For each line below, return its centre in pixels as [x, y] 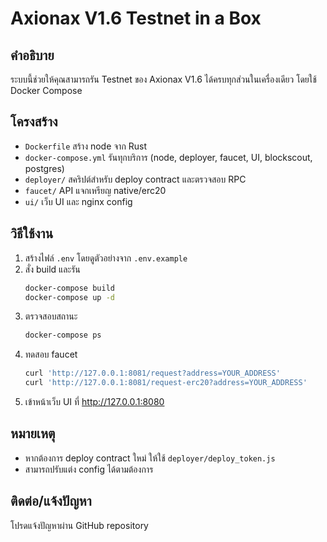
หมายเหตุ [33, 433]
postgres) [44, 168]
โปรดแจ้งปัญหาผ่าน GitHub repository [79, 525]
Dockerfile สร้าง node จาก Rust [86, 146]
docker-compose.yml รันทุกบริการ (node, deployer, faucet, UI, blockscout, [168, 157]
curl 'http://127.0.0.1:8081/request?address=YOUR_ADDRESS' [152, 373]
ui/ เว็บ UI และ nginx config [78, 201]
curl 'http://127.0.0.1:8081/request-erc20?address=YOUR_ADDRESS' [166, 383]
